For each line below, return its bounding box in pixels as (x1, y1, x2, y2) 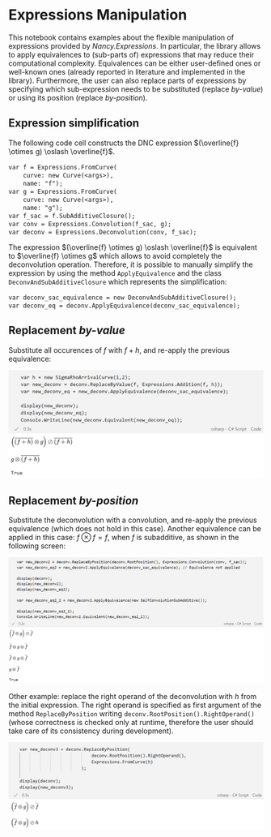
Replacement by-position (8, 494, 139, 508)
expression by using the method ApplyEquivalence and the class (8, 268, 222, 277)
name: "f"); (23, 179, 63, 187)
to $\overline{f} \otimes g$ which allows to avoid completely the (8, 251, 222, 260)
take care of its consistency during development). (8, 726, 174, 736)
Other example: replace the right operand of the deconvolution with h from (8, 692, 257, 702)
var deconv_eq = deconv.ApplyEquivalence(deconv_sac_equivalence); (8, 302, 241, 310)
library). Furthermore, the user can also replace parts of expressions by (8, 75, 247, 85)
